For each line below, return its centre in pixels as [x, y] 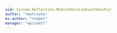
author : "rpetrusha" [27, 14]
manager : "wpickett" [27, 23]
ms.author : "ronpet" [27, 18]
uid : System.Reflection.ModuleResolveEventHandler [58, 9]
